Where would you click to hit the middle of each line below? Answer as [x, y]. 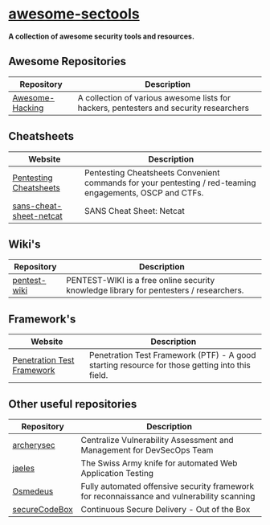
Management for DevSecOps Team [147, 450]
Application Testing [117, 473]
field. [99, 375]
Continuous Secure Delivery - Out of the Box [166, 509]
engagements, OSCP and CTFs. [144, 192]
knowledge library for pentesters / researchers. [155, 290]
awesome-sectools [74, 14]
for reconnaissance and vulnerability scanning [168, 496]
